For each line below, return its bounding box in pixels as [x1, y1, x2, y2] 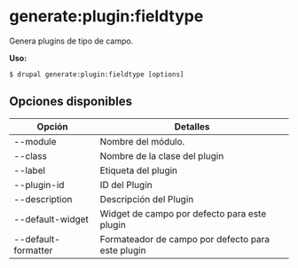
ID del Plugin [99, 178, 153, 191]
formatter [13, 244, 53, 256]
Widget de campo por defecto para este [99, 207, 267, 219]
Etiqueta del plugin [99, 164, 178, 177]
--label [13, 164, 46, 177]
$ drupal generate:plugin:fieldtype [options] [9, 69, 184, 79]
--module [13, 135, 57, 147]
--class [13, 149, 47, 162]
